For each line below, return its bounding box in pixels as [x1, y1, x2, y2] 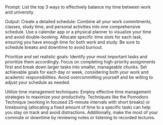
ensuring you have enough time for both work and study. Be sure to [5, 39, 140, 45]
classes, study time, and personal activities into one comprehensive [5, 24, 141, 30]
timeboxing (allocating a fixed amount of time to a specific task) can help [5, 104, 151, 110]
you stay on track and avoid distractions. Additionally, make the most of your [5, 109, 158, 115]
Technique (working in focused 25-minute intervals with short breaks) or [5, 99, 150, 105]
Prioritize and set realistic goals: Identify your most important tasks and [5, 54, 148, 60]
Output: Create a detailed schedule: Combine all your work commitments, [5, 19, 152, 24]
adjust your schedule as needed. [5, 79, 70, 85]
